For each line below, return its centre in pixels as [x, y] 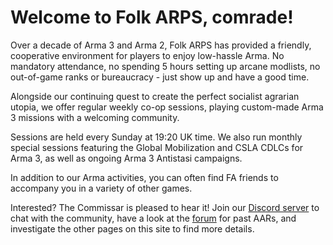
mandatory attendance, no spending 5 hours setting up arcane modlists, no [165, 66]
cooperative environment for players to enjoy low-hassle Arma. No [147, 55]
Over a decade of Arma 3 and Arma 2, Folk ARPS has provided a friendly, [161, 45]
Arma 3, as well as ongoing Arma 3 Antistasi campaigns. [126, 158]
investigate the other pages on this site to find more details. [132, 228]
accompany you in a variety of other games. [101, 188]
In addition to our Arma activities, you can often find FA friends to [144, 177]
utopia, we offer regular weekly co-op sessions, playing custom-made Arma [167, 107]
